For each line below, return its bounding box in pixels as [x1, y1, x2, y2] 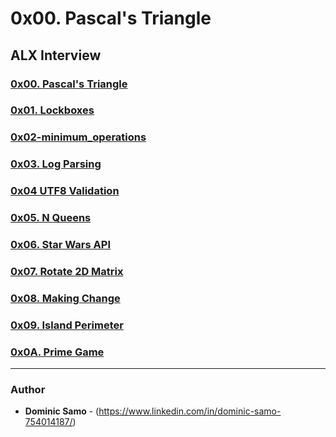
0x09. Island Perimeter [10, 318, 124, 332]
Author [10, 383, 46, 397]
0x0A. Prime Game [10, 345, 105, 359]
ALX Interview [10, 47, 102, 64]
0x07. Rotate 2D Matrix [10, 264, 124, 278]
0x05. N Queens [10, 211, 92, 225]
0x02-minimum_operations [10, 130, 147, 144]
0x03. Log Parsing [10, 157, 102, 171]
